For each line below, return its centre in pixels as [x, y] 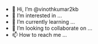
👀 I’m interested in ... [37, 15]
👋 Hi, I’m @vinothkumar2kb [45, 9]
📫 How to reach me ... [39, 35]
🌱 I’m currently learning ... [43, 22]
